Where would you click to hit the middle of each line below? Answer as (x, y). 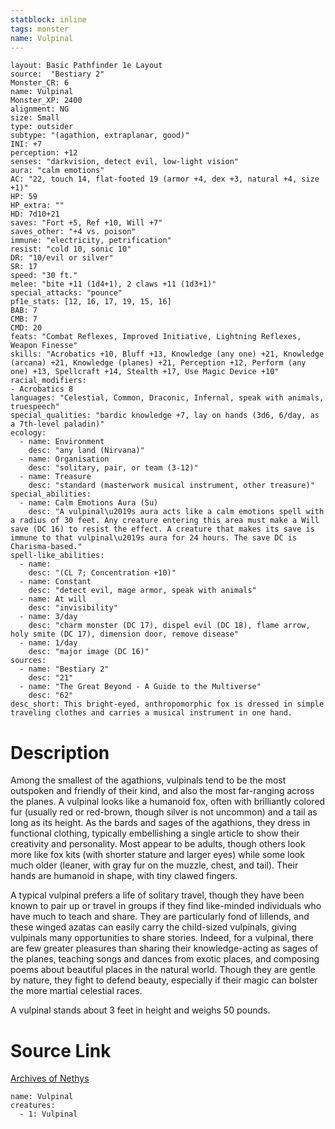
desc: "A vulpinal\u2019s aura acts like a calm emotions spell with (176, 512)
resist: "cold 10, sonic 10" (71, 249)
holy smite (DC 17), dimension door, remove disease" (125, 634)
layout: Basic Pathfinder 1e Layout (86, 66)
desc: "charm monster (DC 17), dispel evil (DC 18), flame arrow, (169, 626)
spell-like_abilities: (57, 556)
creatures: (33, 1106)
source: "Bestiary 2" (57, 74)
